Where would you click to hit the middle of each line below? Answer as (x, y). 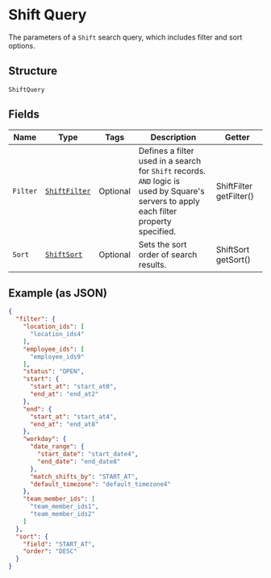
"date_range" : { (57, 447)
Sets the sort (163, 244)
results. (152, 264)
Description (173, 137)
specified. (157, 231)
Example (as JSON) (58, 293)
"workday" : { (45, 439)
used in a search (170, 160)
